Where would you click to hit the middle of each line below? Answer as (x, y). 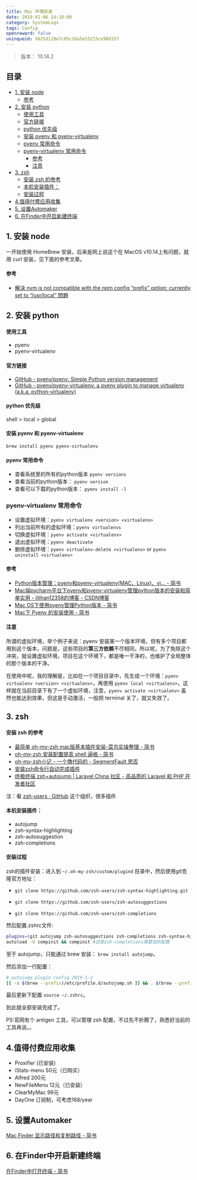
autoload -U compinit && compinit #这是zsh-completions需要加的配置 (88, 942)
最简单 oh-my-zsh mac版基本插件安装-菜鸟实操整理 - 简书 (84, 747)
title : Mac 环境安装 (29, 11)
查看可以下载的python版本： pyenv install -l (71, 489)
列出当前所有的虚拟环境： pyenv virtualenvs (68, 527)
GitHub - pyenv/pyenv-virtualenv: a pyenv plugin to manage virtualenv (99, 385)
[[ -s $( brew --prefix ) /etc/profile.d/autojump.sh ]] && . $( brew (89, 983)
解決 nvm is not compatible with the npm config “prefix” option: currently (103, 288)
